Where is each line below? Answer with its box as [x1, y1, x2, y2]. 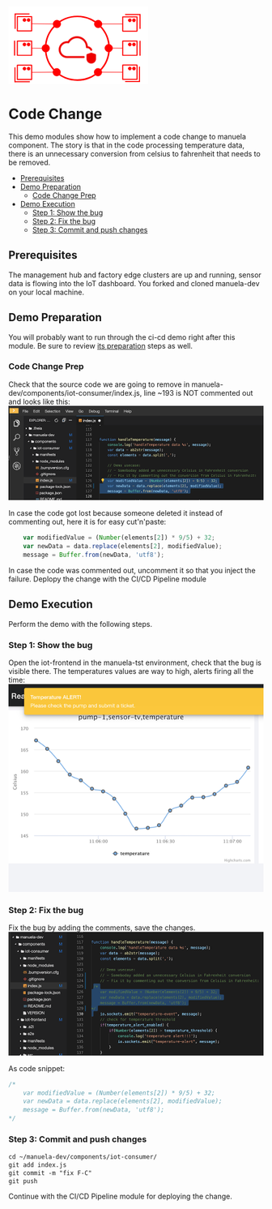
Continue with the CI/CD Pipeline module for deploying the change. [8, 1191, 233, 1202]
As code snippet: [8, 1063, 66, 1073]
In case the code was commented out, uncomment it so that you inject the [8, 565, 257, 575]
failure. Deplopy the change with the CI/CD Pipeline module [8, 574, 207, 584]
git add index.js [8, 1161, 67, 1169]
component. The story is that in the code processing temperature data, [8, 140, 245, 150]
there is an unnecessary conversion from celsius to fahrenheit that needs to [8, 148, 261, 158]
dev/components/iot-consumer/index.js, [8, 388, 142, 397]
